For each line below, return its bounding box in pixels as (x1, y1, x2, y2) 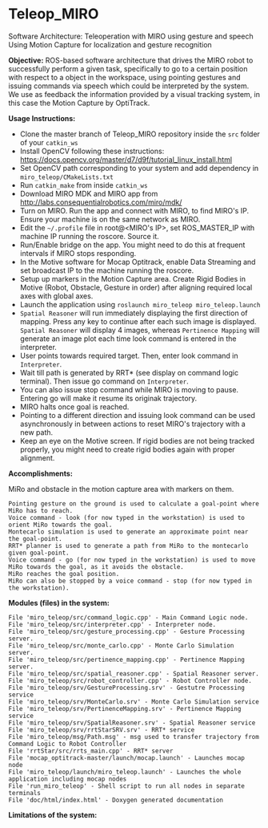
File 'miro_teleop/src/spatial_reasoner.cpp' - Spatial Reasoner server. (8, 669, 260, 678)
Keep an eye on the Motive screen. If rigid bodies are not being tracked (19, 436, 254, 445)
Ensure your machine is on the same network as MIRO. (19, 214, 201, 224)
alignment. (19, 453, 55, 462)
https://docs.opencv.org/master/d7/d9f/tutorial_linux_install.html (19, 154, 233, 164)
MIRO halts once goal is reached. (19, 402, 130, 412)
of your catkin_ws (19, 137, 78, 147)
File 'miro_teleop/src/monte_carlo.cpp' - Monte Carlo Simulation (8, 641, 234, 650)
